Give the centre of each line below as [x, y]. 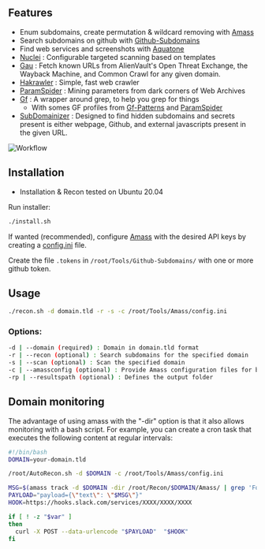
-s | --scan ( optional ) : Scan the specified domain [97, 363]
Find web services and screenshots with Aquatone [102, 49]
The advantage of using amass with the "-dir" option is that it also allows [126, 420]
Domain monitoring [56, 402]
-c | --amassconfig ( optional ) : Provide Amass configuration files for [130, 370]
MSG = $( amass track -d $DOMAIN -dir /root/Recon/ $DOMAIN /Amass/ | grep [127, 488]
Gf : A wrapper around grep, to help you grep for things [109, 99]
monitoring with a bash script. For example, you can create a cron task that [130, 429]
